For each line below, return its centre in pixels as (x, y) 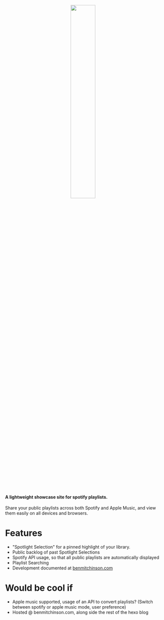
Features (24, 533)
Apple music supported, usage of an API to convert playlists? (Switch (82, 602)
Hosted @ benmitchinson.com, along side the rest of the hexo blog (80, 613)
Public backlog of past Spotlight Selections (56, 552)
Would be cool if (39, 588)
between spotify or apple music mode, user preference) (69, 607)
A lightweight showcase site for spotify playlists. (56, 497)
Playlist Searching (31, 563)
